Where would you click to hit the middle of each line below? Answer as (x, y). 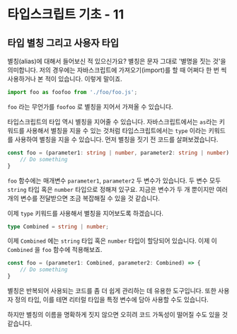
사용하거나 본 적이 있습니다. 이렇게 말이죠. (65, 79)
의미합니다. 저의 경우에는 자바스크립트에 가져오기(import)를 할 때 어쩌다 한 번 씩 (117, 70)
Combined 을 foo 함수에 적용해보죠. (55, 250)
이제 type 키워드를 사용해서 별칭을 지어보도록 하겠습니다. (86, 213)
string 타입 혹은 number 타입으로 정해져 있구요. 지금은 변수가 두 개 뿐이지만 (111, 189)
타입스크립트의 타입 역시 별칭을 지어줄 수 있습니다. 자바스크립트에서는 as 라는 (112, 122)
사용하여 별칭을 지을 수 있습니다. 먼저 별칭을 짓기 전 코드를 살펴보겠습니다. (116, 139)
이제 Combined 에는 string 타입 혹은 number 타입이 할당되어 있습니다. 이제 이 (112, 241)
